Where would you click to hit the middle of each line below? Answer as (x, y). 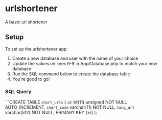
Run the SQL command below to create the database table (71, 74)
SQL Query (18, 91)
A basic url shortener (26, 22)
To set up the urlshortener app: (36, 49)
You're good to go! (31, 79)
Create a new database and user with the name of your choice (75, 58)
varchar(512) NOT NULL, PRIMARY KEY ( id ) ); (51, 113)
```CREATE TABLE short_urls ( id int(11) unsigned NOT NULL (66, 102)
